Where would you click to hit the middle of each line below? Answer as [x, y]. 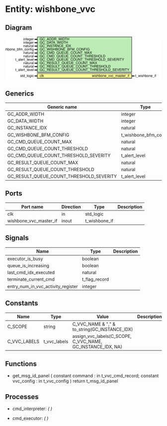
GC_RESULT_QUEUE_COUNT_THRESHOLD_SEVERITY [62, 176]
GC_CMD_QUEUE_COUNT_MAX [40, 142]
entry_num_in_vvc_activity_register [42, 286]
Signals [17, 238]
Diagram [19, 28]
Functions [21, 364]
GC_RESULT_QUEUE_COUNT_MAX [43, 162]
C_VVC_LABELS [23, 341]
